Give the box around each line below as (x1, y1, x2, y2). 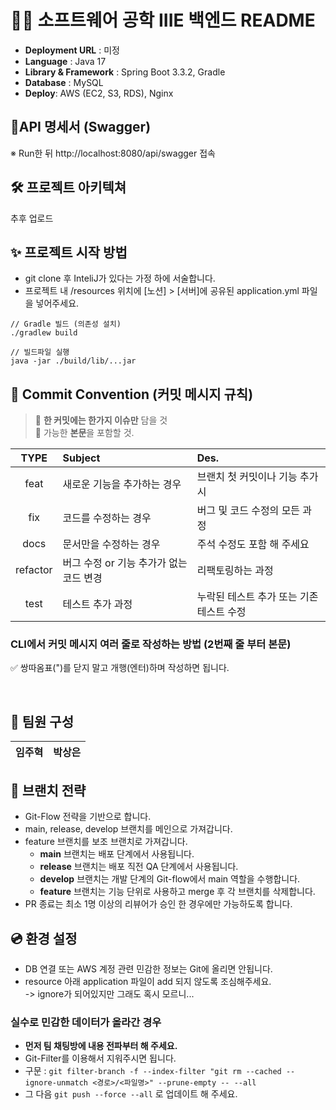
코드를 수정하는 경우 (62, 511, 152, 525)
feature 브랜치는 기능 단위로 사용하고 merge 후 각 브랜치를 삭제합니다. (39, 886, 316, 898)
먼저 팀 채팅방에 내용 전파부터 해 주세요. (24, 1040, 178, 1052)
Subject (62, 451, 101, 465)
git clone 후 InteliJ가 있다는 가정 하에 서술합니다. (24, 272, 216, 285)
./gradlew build (10, 328, 78, 338)
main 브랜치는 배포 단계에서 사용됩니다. (39, 848, 195, 860)
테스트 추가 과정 (62, 597, 133, 611)
